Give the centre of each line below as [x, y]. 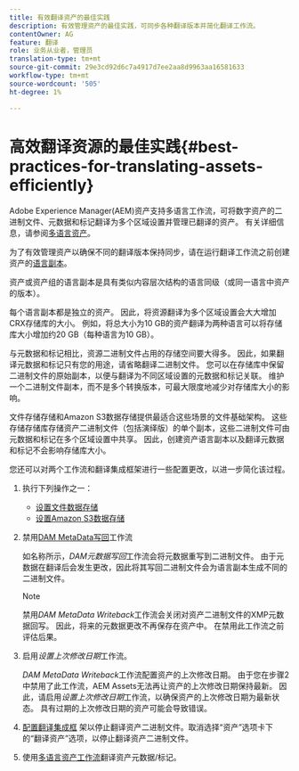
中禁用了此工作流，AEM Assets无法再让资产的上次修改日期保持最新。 [149, 686]
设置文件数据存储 [67, 507]
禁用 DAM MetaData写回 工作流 [77, 537]
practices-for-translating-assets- [137, 166]
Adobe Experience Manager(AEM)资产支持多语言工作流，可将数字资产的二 [146, 211]
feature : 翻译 [34, 42]
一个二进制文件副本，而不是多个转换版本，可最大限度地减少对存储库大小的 [145, 387]
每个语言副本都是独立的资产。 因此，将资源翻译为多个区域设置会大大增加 [143, 312]
